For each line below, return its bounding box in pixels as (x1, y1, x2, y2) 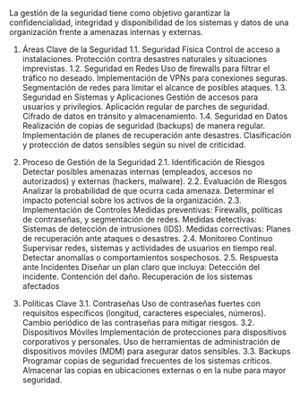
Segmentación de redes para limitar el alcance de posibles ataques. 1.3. (21, 83, 287, 92)
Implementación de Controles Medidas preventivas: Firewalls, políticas (21, 205, 283, 215)
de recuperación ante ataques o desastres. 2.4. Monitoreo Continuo (21, 233, 273, 243)
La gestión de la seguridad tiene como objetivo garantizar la (9, 8, 231, 18)
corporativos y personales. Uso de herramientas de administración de (21, 337, 280, 346)
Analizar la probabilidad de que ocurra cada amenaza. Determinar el (21, 186, 275, 196)
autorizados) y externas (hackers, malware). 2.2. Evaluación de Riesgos (21, 176, 287, 187)
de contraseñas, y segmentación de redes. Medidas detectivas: (21, 215, 257, 224)
